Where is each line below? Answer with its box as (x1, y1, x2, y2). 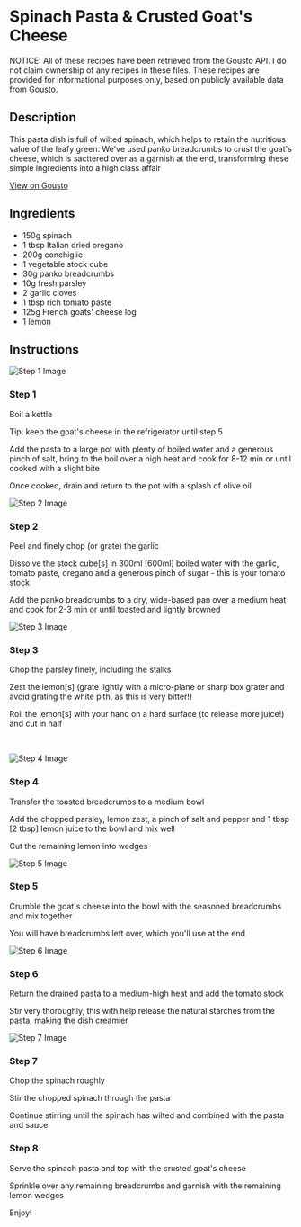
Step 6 (9, 967, 39, 980)
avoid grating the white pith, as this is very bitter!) (9, 691, 193, 703)
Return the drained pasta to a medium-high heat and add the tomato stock (9, 988, 285, 999)
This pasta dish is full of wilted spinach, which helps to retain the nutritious (9, 133, 286, 145)
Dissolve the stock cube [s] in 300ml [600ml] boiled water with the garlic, (9, 558, 279, 569)
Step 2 (9, 520, 39, 533)
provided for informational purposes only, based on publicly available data (9, 74, 285, 85)
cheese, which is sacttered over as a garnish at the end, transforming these (9, 153, 289, 164)
